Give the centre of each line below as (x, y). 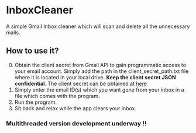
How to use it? (32, 51)
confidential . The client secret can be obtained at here (81, 83)
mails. (13, 32)
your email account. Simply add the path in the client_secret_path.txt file (102, 71)
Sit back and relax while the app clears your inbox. (75, 108)
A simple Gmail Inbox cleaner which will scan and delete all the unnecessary (98, 26)
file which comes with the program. (57, 96)
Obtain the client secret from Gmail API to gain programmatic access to (100, 65)
